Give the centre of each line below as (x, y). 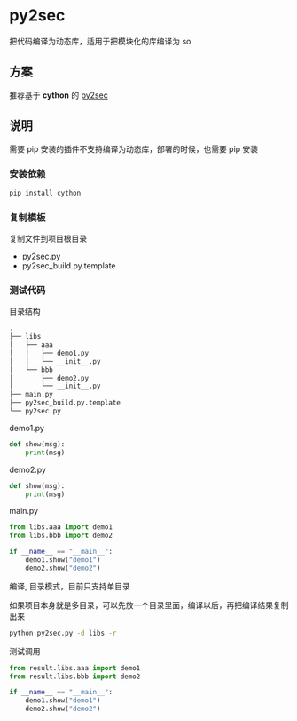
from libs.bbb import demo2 (61, 536)
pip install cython (45, 193)
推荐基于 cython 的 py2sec (59, 95)
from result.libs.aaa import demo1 (75, 668)
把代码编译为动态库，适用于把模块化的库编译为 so (100, 41)
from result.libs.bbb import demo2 (75, 677)
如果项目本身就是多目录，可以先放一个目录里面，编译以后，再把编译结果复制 (149, 605)
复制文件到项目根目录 (48, 239)
